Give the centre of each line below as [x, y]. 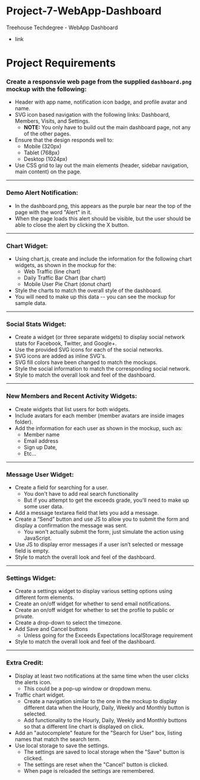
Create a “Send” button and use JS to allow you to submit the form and [102, 519]
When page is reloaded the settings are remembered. [89, 770]
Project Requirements [61, 63]
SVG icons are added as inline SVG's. [60, 356]
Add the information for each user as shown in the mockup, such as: [99, 428]
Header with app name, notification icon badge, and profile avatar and [101, 102]
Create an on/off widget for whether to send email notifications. [93, 604]
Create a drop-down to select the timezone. [68, 623]
